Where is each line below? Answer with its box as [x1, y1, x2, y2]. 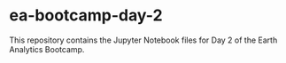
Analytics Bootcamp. [9, 43, 85, 54]
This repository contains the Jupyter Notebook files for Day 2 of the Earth [9, 35, 278, 45]
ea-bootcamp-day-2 [9, 5, 163, 26]
